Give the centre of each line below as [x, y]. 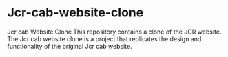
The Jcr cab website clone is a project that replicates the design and [104, 38]
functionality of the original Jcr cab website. [70, 46]
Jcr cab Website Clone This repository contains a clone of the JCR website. [114, 32]
